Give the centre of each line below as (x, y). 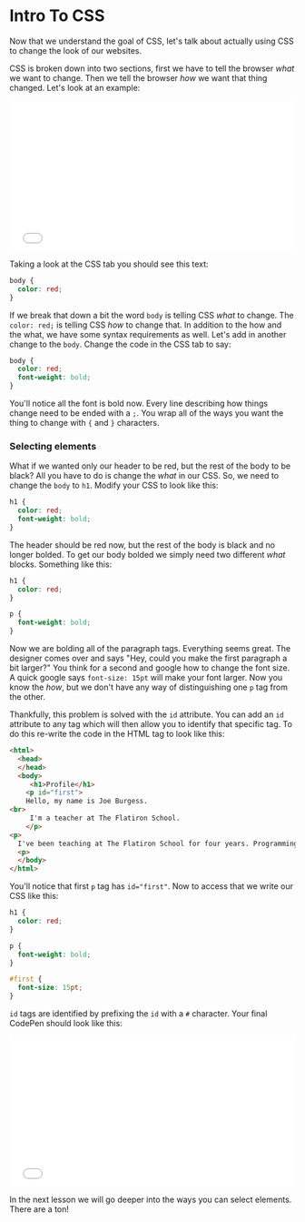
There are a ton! (39, 1209)
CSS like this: (34, 896)
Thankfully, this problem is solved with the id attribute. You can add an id (147, 714)
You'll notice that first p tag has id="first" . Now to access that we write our (151, 886)
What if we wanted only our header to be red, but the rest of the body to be (150, 466)
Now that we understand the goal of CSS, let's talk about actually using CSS (152, 41)
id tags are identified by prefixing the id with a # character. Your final (138, 1014)
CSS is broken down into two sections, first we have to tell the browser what (152, 68)
